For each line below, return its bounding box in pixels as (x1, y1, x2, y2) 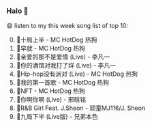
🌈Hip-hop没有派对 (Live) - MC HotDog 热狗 (16, 70, 138, 78)
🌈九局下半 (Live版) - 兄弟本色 (16, 113, 98, 121)
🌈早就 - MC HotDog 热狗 (16, 44, 86, 53)
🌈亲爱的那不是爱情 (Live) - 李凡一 (16, 53, 110, 61)
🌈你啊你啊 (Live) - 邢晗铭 (16, 96, 87, 104)
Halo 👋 (6, 6, 29, 16)
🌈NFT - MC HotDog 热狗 (16, 87, 86, 95)
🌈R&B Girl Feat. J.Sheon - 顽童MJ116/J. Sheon (16, 104, 146, 112)
